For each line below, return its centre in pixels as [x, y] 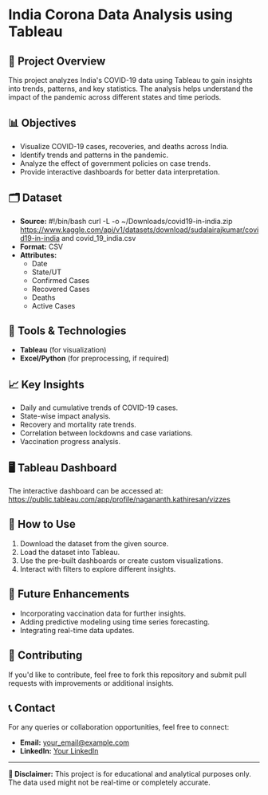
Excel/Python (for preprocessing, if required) [95, 358]
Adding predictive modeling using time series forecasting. [114, 622]
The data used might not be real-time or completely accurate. [110, 782]
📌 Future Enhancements [69, 594]
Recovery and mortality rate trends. [78, 425]
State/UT [47, 272]
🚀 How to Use [42, 524]
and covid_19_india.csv [99, 238]
